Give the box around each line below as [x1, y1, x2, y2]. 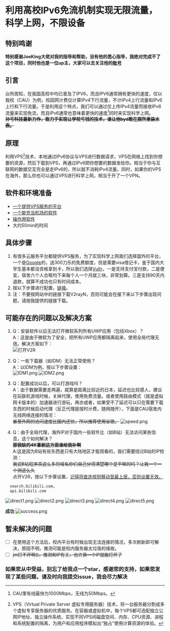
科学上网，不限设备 [5, 17, 86, 29]
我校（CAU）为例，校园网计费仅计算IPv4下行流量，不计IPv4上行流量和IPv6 [5, 97, 163, 103]
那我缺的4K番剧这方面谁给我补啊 [12, 442, 81, 448]
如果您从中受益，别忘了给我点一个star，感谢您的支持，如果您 [5, 566, 155, 573]
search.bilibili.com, [10, 484, 56, 489]
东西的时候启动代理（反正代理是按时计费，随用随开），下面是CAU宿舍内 [12, 406, 162, 412]
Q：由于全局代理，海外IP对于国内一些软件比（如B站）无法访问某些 [12, 429, 152, 436]
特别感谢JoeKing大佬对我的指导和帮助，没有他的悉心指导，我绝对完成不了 [5, 54, 161, 59]
